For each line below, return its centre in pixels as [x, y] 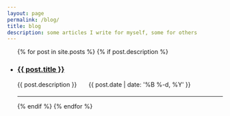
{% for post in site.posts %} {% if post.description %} [93, 52]
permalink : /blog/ [33, 20]
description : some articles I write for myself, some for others [102, 32]
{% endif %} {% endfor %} [55, 106]
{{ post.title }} [41, 70]
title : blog [24, 26]
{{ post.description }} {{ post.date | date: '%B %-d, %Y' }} [104, 84]
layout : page [26, 13]
